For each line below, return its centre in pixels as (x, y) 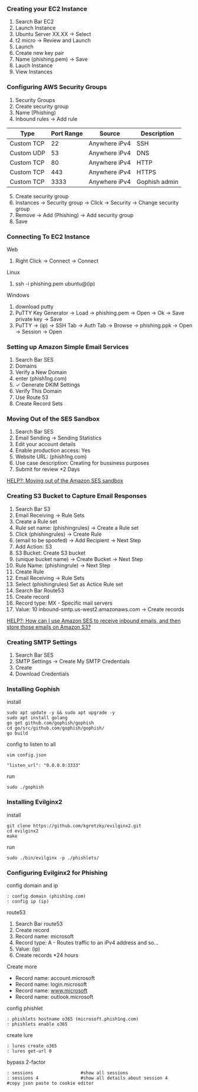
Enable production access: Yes (53, 451)
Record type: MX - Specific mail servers (64, 603)
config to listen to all (31, 745)
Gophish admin (157, 182)
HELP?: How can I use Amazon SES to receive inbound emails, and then (94, 621)
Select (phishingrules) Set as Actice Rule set (69, 584)
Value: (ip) (28, 949)
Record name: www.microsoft (51, 991)
